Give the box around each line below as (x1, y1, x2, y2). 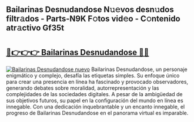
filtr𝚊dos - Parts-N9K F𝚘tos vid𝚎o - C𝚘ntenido (6, 14, 180, 24)
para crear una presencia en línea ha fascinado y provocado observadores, (6, 79, 189, 85)
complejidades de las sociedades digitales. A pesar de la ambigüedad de (6, 91, 183, 97)
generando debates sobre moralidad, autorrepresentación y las (6, 84, 159, 91)
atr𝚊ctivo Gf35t (6, 23, 65, 33)
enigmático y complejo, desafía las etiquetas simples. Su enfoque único (6, 72, 180, 79)
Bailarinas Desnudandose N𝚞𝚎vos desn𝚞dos (6, 5, 175, 15)
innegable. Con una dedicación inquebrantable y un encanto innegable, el (6, 103, 185, 110)
